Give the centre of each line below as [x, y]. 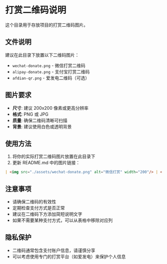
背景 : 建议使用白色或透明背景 [42, 127]
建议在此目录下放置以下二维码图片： [42, 55]
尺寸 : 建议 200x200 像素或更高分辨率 [50, 108]
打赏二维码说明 [36, 10]
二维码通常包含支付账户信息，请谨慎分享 [54, 250]
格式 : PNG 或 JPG [30, 114]
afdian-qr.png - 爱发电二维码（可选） [51, 78]
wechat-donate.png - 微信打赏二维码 [49, 66]
